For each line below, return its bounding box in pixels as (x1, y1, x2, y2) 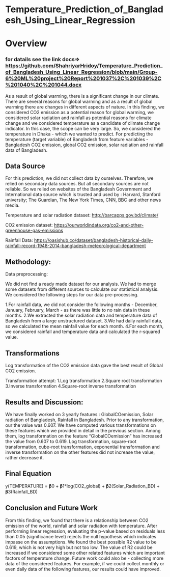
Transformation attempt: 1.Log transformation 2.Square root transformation (5, 378, 162, 384)
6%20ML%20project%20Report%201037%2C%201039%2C (5, 75, 162, 82)
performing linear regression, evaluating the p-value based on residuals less (5, 528, 165, 534)
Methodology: (5, 257, 51, 266)
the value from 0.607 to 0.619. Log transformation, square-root (5, 438, 136, 444)
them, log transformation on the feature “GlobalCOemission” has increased (5, 433, 163, 439)
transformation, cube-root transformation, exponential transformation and (5, 444, 160, 450)
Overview (5, 38, 47, 49)
